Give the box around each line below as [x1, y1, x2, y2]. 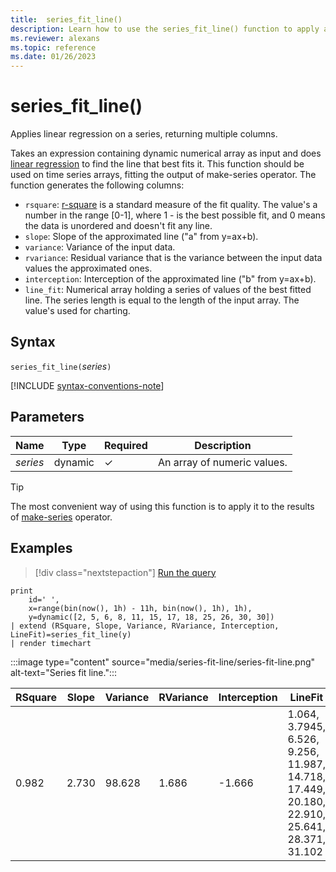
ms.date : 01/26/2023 [10, 52, 97, 62]
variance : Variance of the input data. [24, 241, 176, 253]
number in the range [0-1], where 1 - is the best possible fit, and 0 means [24, 209, 326, 221]
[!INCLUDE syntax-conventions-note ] [10, 379, 165, 391]
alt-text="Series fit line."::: [10, 666, 118, 678]
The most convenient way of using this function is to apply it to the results [10, 500, 315, 512]
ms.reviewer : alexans [10, 33, 101, 43]
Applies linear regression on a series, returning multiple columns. [10, 128, 278, 140]
